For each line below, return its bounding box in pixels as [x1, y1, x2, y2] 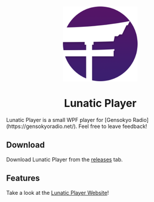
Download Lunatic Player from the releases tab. [6, 155, 123, 163]
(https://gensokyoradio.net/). [6, 123, 78, 130]
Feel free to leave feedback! [78, 123, 147, 130]
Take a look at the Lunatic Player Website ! [6, 189, 109, 196]
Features [6, 173, 40, 183]
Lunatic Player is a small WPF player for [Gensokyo [6, 116, 132, 123]
